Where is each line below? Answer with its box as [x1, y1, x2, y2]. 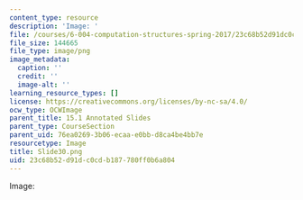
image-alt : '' [17, 80, 70, 89]
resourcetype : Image [9, 139, 87, 148]
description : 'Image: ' [9, 22, 99, 31]
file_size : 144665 [9, 38, 78, 48]
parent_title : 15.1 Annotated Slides [9, 114, 151, 123]
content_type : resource [9, 13, 99, 23]
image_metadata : [9, 55, 70, 64]
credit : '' [17, 72, 59, 81]
